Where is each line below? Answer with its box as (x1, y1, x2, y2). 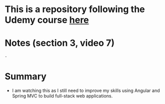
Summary (5, 71, 46, 82)
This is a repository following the (5, 4, 145, 15)
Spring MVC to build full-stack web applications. (12, 93, 113, 99)
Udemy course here (5, 14, 89, 26)
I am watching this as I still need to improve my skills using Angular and (12, 87, 160, 94)
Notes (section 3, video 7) (5, 37, 115, 49)
